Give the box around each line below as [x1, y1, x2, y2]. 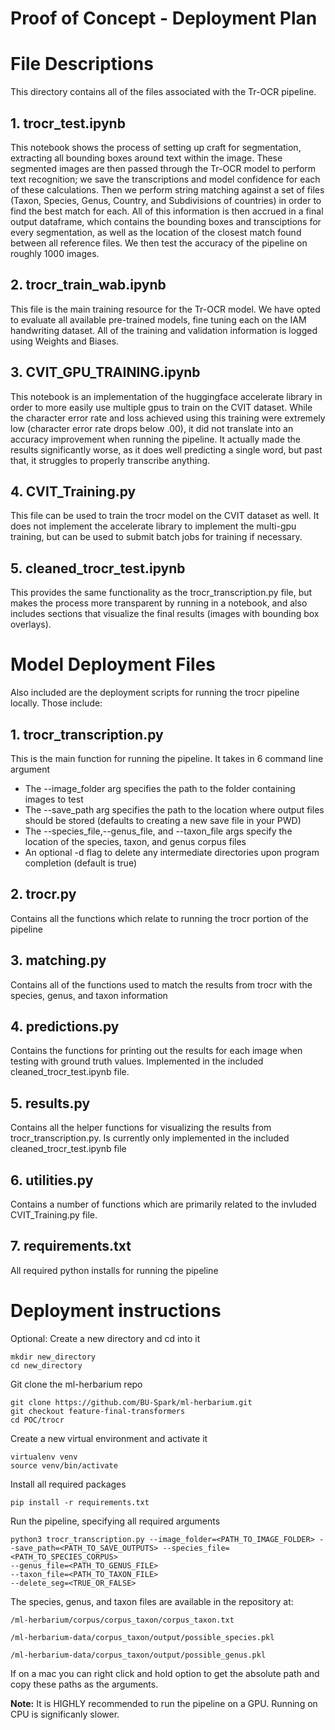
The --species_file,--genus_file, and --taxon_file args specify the [24, 825, 293, 837]
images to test [24, 793, 84, 805]
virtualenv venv [10, 1452, 78, 1462]
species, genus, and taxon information [10, 989, 168, 1001]
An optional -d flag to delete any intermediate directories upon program [24, 846, 320, 858]
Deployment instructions [10, 1300, 222, 1322]
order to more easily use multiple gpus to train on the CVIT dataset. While [10, 401, 313, 413]
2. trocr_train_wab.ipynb [10, 277, 167, 294]
